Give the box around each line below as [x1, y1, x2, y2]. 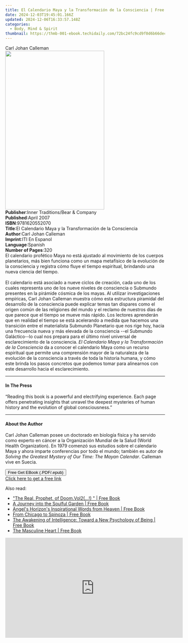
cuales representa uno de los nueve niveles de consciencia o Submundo [5, 285, 157, 291]
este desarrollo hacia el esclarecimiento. [5, 366, 90, 372]
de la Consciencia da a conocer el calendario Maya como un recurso [5, 344, 149, 350]
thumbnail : [5, 31, 28, 36]
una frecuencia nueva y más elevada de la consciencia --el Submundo [5, 328, 153, 334]
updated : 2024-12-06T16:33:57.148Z [5, 17, 81, 22]
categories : [5, 21, 30, 27]
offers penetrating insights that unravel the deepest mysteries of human [5, 399, 156, 405]
